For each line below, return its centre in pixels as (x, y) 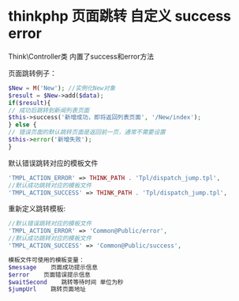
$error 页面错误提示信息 (49, 275)
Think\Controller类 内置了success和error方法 (81, 56)
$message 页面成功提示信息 (53, 267)
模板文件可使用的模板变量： (47, 260)
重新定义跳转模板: (37, 209)
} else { (22, 125)
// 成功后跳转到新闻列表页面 (49, 110)
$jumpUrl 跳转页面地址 (47, 289)
